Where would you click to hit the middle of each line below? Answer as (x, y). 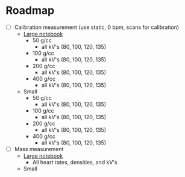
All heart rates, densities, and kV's (75, 163)
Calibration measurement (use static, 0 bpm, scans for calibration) (96, 27)
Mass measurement (39, 149)
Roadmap (30, 11)
